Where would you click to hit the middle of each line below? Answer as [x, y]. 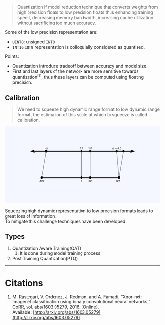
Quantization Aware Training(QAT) [47, 248]
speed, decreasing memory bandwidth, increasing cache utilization [85, 17]
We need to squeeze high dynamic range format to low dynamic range [88, 109]
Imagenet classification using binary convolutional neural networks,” [81, 302]
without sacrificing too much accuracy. [56, 23]
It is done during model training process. [60, 253]
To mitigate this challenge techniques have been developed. [66, 221]
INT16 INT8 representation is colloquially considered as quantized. [79, 47]
